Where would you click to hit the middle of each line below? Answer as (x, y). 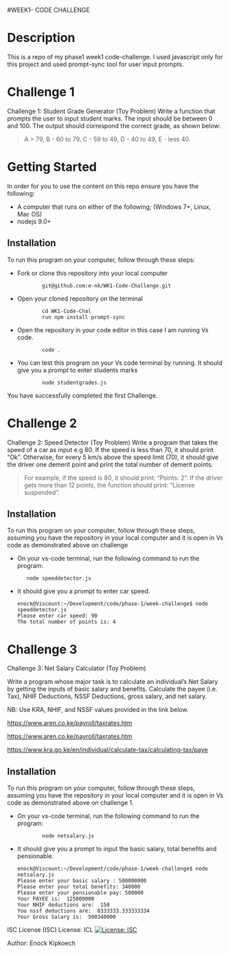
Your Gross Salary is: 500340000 (66, 917)
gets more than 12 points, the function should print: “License (109, 485)
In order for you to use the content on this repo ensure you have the (103, 186)
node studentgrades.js (74, 383)
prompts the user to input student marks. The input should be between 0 (110, 118)
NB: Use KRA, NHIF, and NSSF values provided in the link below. (98, 710)
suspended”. (42, 492)
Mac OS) (30, 214)
